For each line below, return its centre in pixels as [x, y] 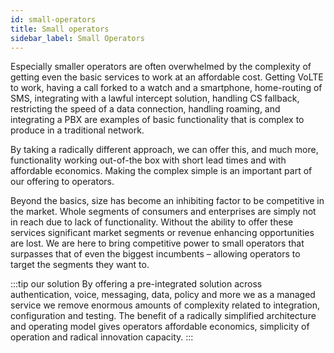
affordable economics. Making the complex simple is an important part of [161, 171]
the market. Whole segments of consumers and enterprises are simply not [163, 212]
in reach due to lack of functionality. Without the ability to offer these [152, 222]
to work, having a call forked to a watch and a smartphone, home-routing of [166, 88]
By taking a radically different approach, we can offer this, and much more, [164, 150]
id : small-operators [53, 19]
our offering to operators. [62, 182]
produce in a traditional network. [77, 130]
